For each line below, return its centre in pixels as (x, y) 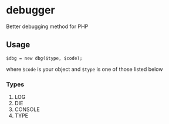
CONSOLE (27, 109)
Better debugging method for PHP (47, 26)
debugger (31, 10)
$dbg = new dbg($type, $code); (44, 58)
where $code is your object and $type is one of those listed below (84, 69)
